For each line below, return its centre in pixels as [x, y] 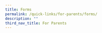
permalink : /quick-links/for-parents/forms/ [51, 14]
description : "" [22, 18]
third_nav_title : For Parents [36, 23]
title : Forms [18, 9]
